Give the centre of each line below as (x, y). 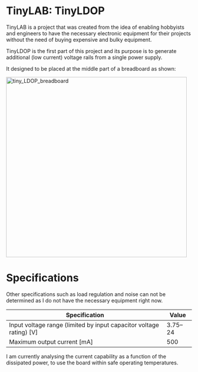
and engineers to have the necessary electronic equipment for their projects (99, 33)
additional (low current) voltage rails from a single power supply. (84, 57)
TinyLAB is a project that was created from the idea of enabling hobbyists (95, 27)
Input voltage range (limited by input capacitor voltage (84, 325)
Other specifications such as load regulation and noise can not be (86, 294)
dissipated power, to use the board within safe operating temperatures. (92, 363)
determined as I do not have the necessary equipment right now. (85, 300)
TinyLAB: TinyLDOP (55, 11)
